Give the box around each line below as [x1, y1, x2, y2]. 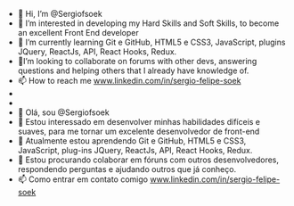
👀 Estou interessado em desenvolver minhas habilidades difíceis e [17, 117, 261, 127]
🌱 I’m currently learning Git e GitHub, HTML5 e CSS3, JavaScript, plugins [17, 37, 286, 47]
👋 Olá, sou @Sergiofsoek [17, 107, 110, 118]
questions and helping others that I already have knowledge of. [17, 65, 249, 76]
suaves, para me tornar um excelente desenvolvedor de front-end [17, 126, 260, 136]
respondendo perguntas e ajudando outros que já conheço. [17, 164, 237, 174]
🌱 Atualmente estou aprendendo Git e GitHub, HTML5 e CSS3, [17, 136, 247, 146]
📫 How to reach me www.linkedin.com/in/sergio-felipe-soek [17, 76, 241, 86]
